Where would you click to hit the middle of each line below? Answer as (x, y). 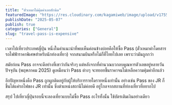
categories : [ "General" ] (32, 29)
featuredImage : (21, 15)
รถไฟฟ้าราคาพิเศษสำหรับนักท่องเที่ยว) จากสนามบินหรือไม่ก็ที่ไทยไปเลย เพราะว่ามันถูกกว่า (80, 54)
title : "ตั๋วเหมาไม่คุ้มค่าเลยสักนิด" (33, 10)
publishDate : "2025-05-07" (34, 19)
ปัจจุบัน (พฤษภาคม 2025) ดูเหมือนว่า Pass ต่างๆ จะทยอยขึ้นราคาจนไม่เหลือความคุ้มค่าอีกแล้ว (85, 70)
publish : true (20, 24)
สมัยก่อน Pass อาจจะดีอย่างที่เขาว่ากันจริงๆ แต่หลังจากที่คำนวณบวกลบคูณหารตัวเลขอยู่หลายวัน (85, 64)
